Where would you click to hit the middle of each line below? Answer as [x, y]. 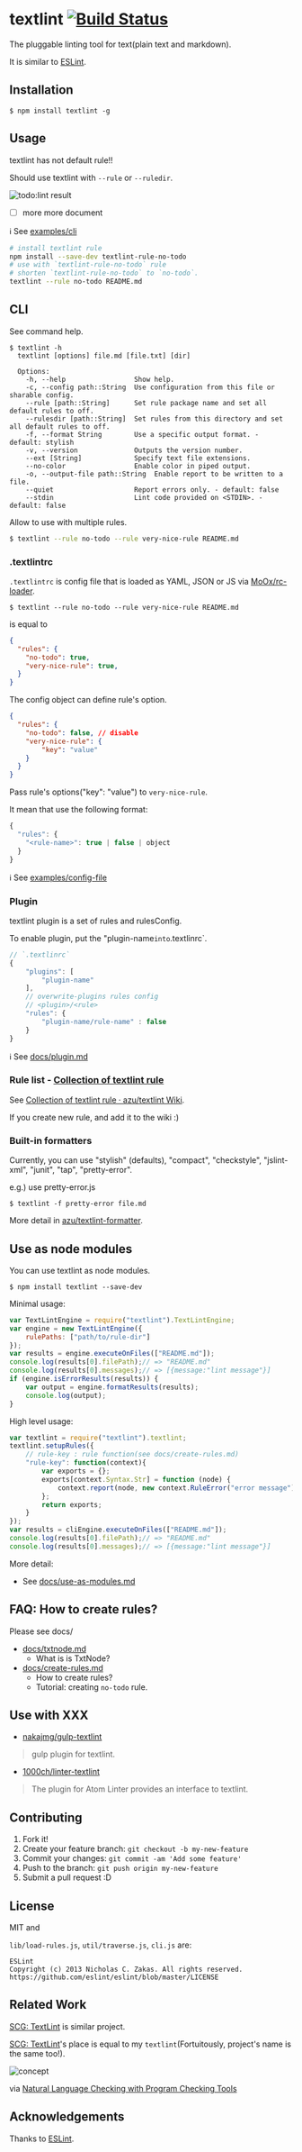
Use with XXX [49, 1716]
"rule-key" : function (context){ [86, 1463]
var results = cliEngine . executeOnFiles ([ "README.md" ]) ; [118, 1530]
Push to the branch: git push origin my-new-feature [120, 1868]
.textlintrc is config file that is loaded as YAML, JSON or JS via [129, 581]
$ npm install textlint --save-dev [76, 1287]
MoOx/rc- [269, 581]
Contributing [46, 1817]
